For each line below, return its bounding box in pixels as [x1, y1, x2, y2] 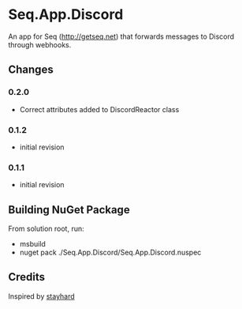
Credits [8, 270, 46, 284]
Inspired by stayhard [8, 291, 75, 301]
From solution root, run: [8, 224, 84, 234]
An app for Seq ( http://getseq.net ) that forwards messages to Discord [8, 32, 235, 41]
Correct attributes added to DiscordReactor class [19, 104, 180, 114]
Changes [8, 63, 54, 77]
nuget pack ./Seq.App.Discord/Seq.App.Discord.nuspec [19, 247, 202, 258]
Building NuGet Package [8, 203, 130, 217]
